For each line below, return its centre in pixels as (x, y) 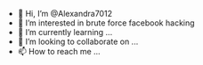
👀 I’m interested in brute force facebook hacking (106, 23)
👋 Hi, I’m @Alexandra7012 (65, 14)
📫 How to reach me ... (59, 51)
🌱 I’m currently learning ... (65, 32)
